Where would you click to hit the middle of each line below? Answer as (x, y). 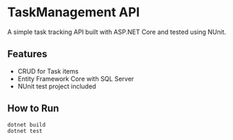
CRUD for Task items (48, 71)
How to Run (33, 109)
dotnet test (25, 132)
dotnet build (27, 124)
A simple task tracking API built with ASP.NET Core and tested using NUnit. (117, 32)
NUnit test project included (57, 86)
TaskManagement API (74, 12)
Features (27, 54)
